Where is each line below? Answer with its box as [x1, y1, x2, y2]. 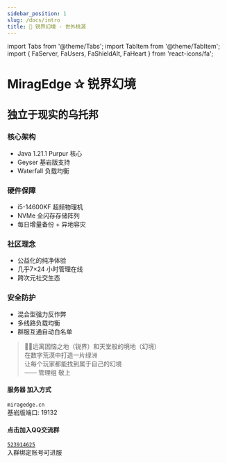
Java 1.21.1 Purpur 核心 [17, 149, 83, 157]
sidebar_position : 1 [7, 10, 67, 17]
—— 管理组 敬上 [24, 368, 71, 376]
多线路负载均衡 [17, 318, 60, 327]
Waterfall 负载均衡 [17, 166, 69, 174]
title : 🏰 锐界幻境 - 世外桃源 [7, 23, 87, 30]
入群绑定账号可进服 [7, 448, 62, 457]
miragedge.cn [7, 401, 45, 408]
